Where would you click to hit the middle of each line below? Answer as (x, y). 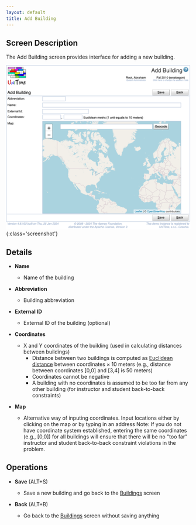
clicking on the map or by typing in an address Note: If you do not (102, 424)
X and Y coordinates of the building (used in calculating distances (103, 346)
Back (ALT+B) (31, 504)
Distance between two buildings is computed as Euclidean (102, 358)
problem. (34, 449)
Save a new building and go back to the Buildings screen (92, 493)
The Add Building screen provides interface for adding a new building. (91, 57)
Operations (27, 467)
